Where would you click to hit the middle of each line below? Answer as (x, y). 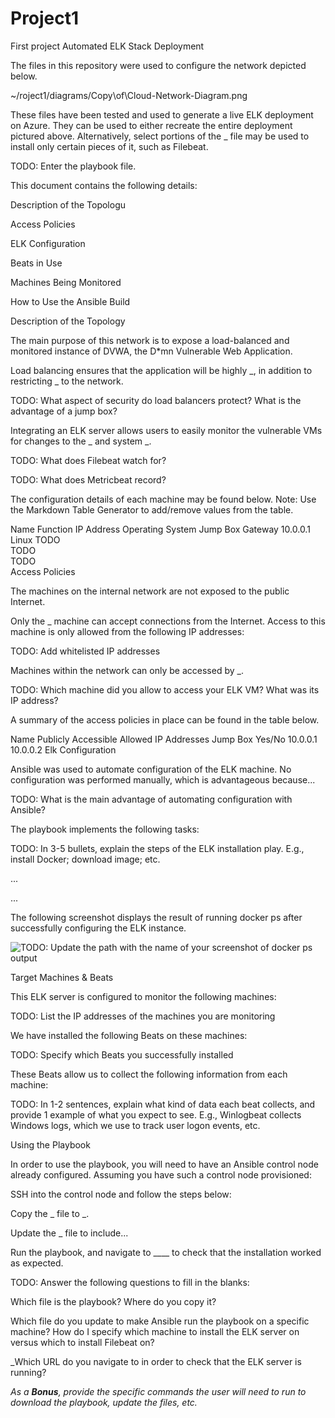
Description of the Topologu (68, 204)
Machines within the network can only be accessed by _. (127, 670)
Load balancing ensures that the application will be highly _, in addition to (161, 370)
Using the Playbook (50, 1144)
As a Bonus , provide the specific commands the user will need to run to (158, 1391)
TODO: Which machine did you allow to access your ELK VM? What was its (165, 689)
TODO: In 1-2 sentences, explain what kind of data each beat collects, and (163, 1104)
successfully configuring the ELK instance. (98, 928)
